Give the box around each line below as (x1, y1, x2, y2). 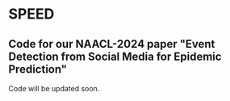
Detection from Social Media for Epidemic (8, 49, 222, 63)
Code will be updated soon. (8, 84, 100, 93)
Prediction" (8, 62, 67, 76)
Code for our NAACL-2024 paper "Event (8, 37, 215, 51)
